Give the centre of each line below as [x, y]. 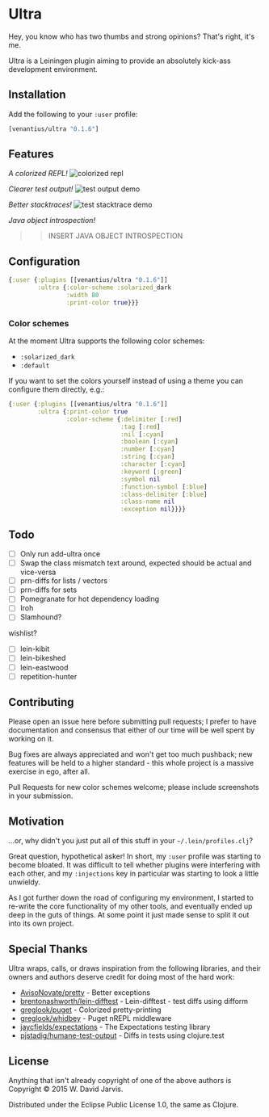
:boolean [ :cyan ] [149, 442]
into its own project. [41, 924]
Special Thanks [48, 949]
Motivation [36, 821]
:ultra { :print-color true [83, 412]
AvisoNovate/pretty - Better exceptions [85, 993]
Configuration [44, 261]
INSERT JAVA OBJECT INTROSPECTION [116, 236]
